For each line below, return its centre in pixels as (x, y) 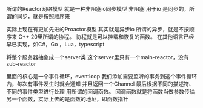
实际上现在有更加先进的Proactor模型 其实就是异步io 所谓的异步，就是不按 (98, 29)
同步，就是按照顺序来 (43, 16)
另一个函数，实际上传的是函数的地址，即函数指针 (67, 99)
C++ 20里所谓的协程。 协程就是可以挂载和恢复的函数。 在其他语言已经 (106, 37)
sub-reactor (21, 64)
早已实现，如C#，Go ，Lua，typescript (55, 44)
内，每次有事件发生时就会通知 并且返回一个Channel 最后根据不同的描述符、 (101, 84)
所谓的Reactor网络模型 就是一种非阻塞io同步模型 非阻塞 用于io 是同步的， (98, 9)
